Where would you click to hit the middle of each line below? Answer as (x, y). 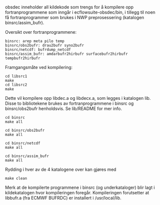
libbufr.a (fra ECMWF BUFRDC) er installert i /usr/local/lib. (63, 198)
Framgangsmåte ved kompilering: (39, 67)
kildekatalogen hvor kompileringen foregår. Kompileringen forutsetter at (77, 193)
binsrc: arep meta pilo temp (35, 41)
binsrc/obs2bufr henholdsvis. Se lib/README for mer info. (64, 109)
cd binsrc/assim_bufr (27, 156)
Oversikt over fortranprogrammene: (41, 32)
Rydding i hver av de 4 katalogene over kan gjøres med (61, 169)
